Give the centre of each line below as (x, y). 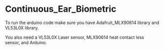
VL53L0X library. (22, 27)
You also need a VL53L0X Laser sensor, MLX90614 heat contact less (75, 37)
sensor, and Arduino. (26, 42)
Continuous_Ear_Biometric (61, 9)
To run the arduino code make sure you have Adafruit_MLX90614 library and (82, 23)
